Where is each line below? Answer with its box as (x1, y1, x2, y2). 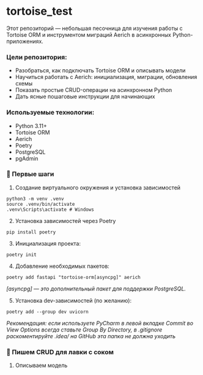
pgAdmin (15, 154, 39, 162)
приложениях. (6, 37, 44, 45)
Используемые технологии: (6, 108, 95, 117)
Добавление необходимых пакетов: (15, 262, 110, 270)
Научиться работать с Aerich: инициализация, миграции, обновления (15, 74, 197, 81)
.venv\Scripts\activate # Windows (6, 206, 95, 213)
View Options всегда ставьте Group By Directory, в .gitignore (6, 326, 163, 333)
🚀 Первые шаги (6, 170, 54, 178)
